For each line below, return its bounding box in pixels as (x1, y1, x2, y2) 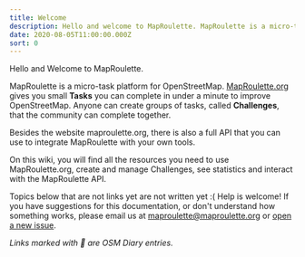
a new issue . (9, 220, 57, 231)
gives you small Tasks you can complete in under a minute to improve (9, 90, 271, 101)
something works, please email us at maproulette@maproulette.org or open (9, 210, 292, 222)
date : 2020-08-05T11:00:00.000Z (9, 30, 132, 39)
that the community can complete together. (9, 109, 172, 120)
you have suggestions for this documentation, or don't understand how (9, 201, 275, 212)
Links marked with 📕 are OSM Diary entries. (9, 237, 174, 249)
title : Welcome (9, 13, 67, 23)
